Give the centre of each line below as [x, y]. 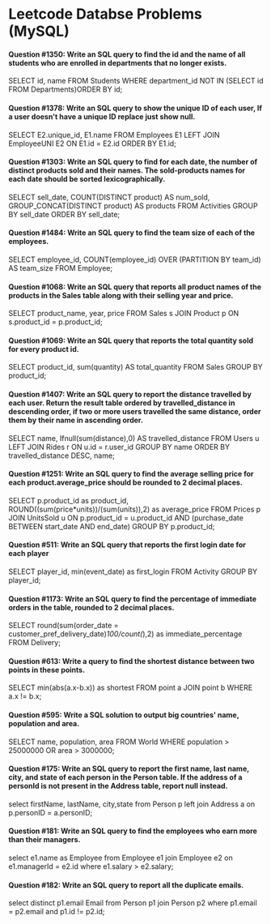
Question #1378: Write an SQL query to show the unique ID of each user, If [135, 108]
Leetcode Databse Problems [105, 14]
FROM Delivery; [34, 643]
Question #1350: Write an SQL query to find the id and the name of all [127, 54]
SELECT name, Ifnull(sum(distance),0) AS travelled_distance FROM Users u [134, 438]
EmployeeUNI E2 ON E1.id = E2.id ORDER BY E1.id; [92, 143]
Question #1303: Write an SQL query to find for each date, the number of [133, 162]
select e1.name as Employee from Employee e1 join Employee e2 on [121, 858]
